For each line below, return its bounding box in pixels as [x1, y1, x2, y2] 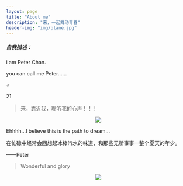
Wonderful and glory [20, 163, 70, 170]
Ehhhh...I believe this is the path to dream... [6, 128, 110, 135]
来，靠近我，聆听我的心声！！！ [20, 105, 98, 112]
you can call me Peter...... [6, 70, 67, 77]
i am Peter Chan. [6, 59, 46, 66]
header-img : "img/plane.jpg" [6, 25, 77, 31]
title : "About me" [6, 14, 51, 20]
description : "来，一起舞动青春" [6, 19, 81, 25]
